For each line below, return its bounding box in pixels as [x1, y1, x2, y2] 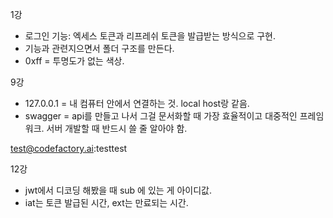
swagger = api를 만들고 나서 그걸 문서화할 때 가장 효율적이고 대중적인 [24, 110, 298, 122]
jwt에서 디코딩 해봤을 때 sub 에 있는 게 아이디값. [24, 184, 212, 196]
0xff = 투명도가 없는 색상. [24, 55, 125, 67]
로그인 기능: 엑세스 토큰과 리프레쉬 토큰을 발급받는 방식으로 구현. [24, 30, 277, 42]
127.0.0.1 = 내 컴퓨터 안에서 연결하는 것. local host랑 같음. [24, 98, 250, 109]
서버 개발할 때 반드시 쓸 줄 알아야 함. [46, 123, 188, 134]
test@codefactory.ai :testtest [10, 143, 128, 154]
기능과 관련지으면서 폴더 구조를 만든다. [24, 43, 175, 54]
